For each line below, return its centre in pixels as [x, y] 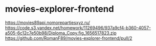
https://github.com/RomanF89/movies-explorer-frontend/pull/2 [69, 38]
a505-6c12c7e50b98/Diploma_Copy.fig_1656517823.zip [61, 33]
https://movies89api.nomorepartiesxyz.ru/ [48, 23]
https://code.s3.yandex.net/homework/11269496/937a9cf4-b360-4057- [78, 27]
